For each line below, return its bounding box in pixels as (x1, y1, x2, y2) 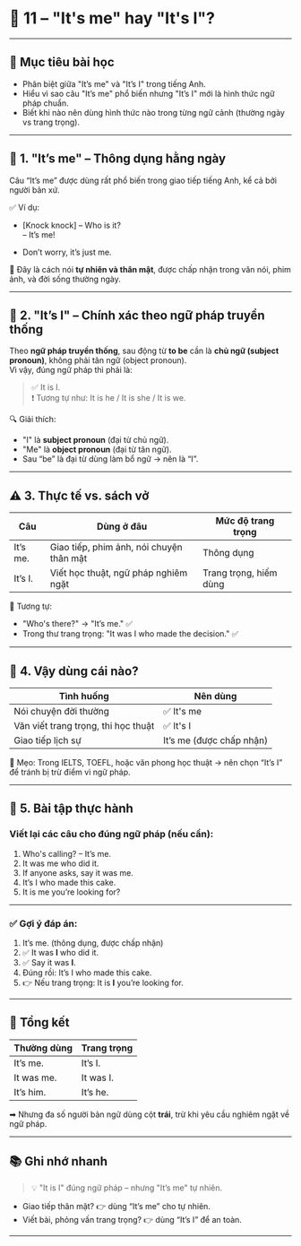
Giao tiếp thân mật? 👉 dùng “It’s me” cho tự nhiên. (21, 1200, 211, 1211)
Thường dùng (13, 1042, 73, 1054)
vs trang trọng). (21, 117, 81, 127)
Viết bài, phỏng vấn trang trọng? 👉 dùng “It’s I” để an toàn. (21, 1214, 242, 1224)
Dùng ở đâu (97, 520, 148, 532)
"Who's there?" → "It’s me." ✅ (21, 619, 133, 629)
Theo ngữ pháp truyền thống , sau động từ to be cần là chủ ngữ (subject (9, 345, 279, 357)
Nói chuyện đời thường (13, 705, 110, 717)
